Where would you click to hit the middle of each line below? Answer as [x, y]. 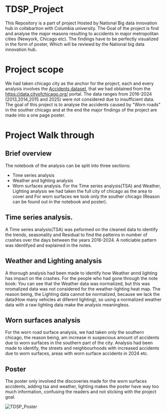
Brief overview [28, 154]
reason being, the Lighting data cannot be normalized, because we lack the [83, 294]
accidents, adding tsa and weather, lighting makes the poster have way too [82, 387]
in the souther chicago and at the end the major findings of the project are [81, 110]
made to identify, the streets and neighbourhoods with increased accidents [82, 348]
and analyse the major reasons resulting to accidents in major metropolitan [82, 33]
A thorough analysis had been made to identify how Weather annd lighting [82, 273]
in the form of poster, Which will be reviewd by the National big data [75, 44]
